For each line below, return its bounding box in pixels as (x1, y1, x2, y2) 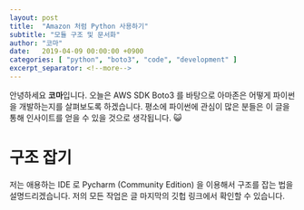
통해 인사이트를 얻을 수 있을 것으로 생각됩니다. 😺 (9, 112, 182, 123)
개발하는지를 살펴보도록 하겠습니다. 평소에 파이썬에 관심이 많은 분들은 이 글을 (18, 100, 290, 111)
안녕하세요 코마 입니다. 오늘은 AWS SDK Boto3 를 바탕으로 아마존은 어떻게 (9, 90, 271, 100)
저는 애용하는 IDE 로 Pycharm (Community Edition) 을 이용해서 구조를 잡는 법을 (9, 178, 293, 190)
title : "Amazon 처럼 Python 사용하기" (9, 22, 149, 31)
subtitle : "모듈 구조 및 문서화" (9, 30, 121, 39)
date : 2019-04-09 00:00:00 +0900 (9, 47, 144, 56)
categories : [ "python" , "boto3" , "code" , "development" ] (9, 55, 238, 64)
